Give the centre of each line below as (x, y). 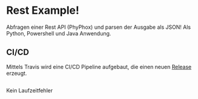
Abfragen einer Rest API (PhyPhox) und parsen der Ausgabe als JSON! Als (99, 27)
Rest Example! (43, 10)
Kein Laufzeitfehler (29, 91)
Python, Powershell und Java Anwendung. (59, 33)
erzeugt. (17, 73)
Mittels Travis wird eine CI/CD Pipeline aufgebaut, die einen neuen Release (99, 67)
